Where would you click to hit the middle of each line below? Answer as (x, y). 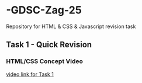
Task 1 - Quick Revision (49, 45)
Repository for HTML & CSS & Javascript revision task (71, 26)
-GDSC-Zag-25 (44, 10)
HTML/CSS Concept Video (44, 61)
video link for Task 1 (30, 74)
